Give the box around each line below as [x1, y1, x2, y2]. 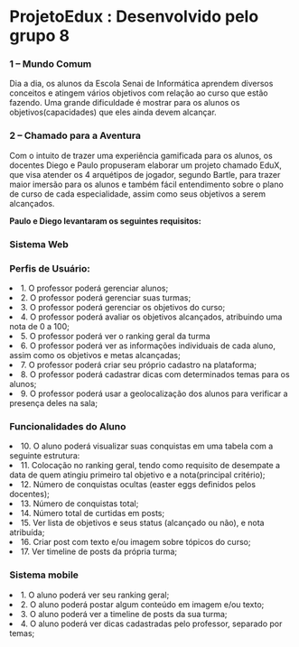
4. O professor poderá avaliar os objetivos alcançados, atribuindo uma [21, 311, 283, 322]
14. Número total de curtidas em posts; [21, 508, 165, 519]
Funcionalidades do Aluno [9, 420, 126, 432]
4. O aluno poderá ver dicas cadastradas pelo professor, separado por [21, 618, 283, 629]
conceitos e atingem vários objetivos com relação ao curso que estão [9, 88, 268, 98]
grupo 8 [9, 25, 70, 46]
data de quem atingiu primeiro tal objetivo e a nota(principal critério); [9, 469, 266, 480]
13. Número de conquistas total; [21, 498, 139, 509]
